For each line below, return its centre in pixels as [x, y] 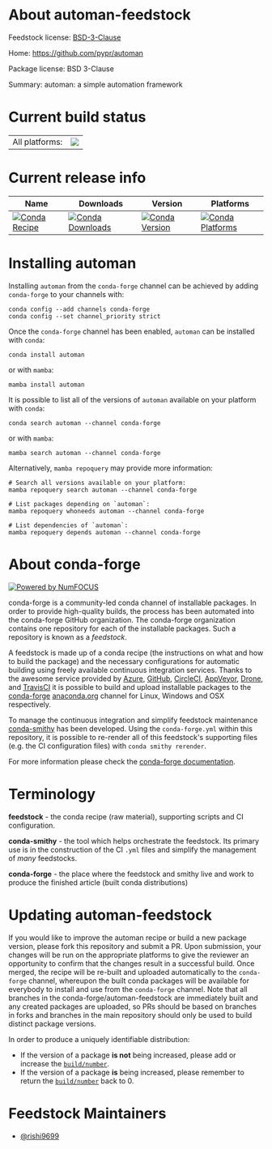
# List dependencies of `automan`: [68, 525]
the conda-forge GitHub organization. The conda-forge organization [122, 619]
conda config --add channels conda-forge [79, 309]
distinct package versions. [52, 1023]
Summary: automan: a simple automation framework [96, 84]
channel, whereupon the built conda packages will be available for [138, 981]
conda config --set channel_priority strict [85, 316]
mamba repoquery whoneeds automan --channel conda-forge [106, 511]
